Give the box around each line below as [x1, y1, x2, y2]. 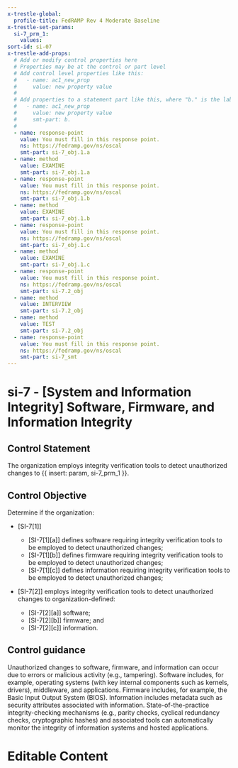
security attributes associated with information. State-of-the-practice [7, 701, 210, 709]
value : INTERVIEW [20, 301, 72, 308]
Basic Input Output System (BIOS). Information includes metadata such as [7, 693, 223, 701]
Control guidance [7, 644, 86, 657]
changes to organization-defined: [17, 594, 115, 603]
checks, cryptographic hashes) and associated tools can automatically [7, 715, 214, 724]
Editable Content [7, 748, 108, 764]
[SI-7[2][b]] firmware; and [28, 615, 104, 625]
